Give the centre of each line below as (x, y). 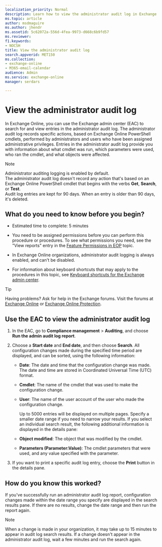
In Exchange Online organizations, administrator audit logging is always (83, 255)
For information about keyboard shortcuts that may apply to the (75, 269)
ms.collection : (20, 59)
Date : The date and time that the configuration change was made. (85, 365)
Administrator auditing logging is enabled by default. (57, 173)
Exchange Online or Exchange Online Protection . (53, 304)
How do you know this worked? (53, 483)
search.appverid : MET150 (30, 55)
